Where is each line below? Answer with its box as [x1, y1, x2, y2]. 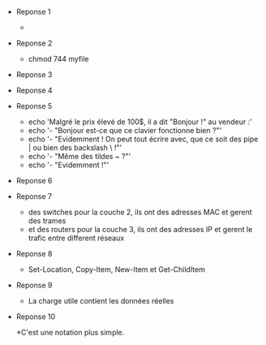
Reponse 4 [15, 85, 53, 95]
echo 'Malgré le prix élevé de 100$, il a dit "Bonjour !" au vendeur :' [28, 117, 253, 127]
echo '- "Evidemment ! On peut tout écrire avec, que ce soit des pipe [28, 134, 259, 144]
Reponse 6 [15, 176, 53, 185]
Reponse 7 [15, 192, 53, 201]
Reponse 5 [15, 101, 53, 110]
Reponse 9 [15, 280, 53, 290]
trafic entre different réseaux [28, 233, 125, 243]
